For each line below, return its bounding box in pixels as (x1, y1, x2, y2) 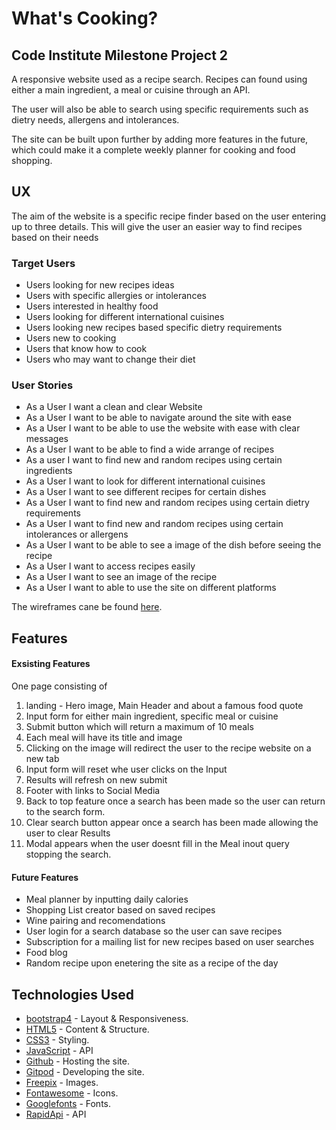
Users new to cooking (25, 332, 117, 344)
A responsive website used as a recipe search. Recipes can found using (11, 73, 308, 85)
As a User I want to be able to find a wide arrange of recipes (25, 443, 275, 456)
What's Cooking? (11, 7, 159, 30)
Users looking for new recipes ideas (25, 279, 175, 291)
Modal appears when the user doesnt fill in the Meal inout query (25, 838, 290, 849)
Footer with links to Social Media (25, 785, 161, 796)
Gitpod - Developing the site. (25, 1066, 145, 1078)
